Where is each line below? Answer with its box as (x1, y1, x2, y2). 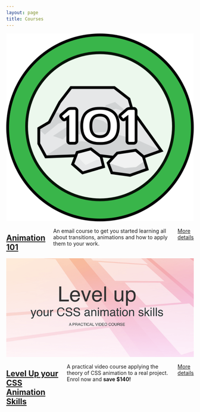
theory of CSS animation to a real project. (66, 369, 168, 376)
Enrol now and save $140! (66, 376, 132, 383)
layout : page (6, 10, 39, 16)
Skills (6, 396, 27, 407)
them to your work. (53, 240, 100, 247)
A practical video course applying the (66, 363, 159, 370)
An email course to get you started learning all (53, 227, 167, 234)
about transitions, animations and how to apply (53, 233, 168, 241)
